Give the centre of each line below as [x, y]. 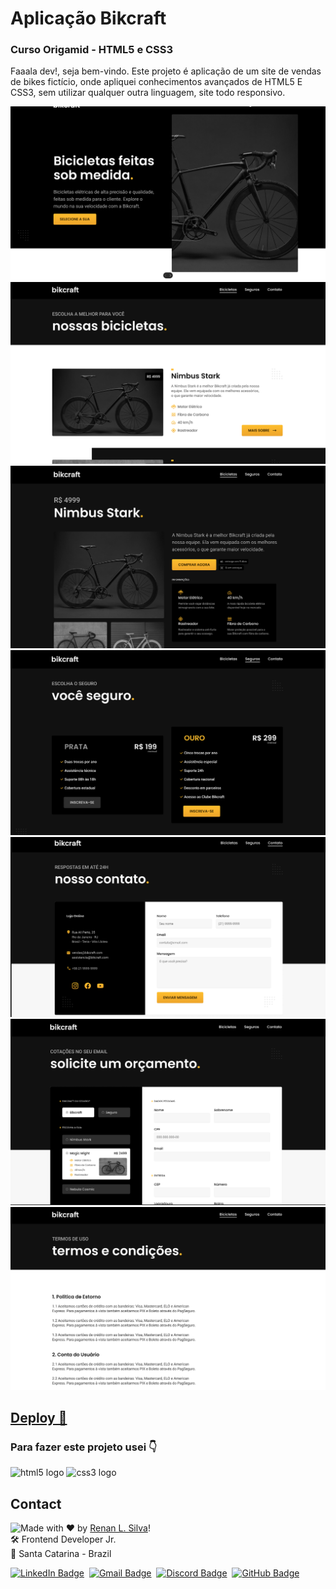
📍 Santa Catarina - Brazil [61, 1554]
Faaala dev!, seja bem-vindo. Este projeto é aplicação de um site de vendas [166, 71]
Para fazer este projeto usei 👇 [84, 1447]
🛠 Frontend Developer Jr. [63, 1539]
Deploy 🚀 [39, 1418]
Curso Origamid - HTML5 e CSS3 [92, 50]
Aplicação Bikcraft [88, 18]
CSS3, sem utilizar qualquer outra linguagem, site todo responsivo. [148, 93]
